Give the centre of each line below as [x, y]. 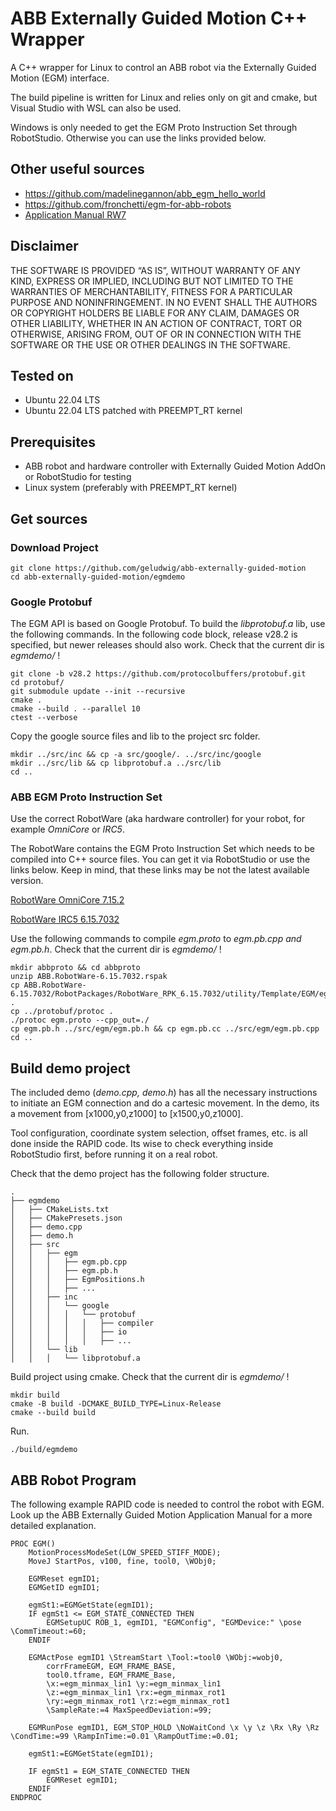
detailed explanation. [53, 1526]
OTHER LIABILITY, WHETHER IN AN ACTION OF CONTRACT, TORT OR [156, 323]
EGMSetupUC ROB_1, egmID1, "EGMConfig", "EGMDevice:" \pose [174, 1623]
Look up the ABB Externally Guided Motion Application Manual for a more [161, 1515]
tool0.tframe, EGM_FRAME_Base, [111, 1675]
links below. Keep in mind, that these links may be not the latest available [160, 870]
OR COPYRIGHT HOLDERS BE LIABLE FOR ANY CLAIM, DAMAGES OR [155, 313]
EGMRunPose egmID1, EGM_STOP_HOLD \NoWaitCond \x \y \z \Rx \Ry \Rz [174, 1728]
